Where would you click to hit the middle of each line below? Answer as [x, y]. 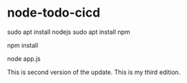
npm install [23, 45]
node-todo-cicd [54, 13]
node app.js [24, 58]
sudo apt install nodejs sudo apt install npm [69, 32]
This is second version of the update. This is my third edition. [94, 72]
